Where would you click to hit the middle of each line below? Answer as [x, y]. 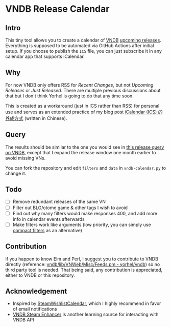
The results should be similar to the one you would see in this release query [85, 147]
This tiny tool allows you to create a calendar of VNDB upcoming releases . [83, 40]
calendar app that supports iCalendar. [45, 56]
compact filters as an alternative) [47, 230]
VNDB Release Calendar [57, 9]
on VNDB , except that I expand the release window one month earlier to [81, 152]
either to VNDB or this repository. [40, 275]
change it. [16, 173]
